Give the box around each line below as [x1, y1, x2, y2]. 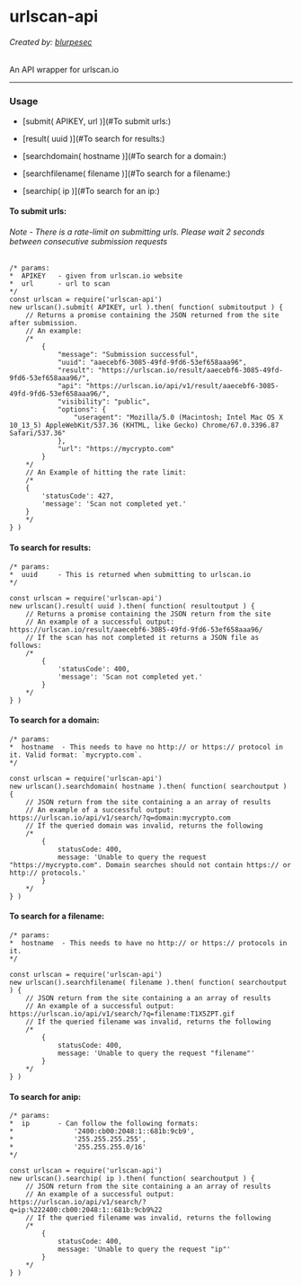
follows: [9, 641, 42, 650]
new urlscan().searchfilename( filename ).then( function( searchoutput [9, 978, 288, 988]
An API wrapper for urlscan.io [9, 65, 120, 75]
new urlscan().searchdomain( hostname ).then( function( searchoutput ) [9, 782, 288, 791]
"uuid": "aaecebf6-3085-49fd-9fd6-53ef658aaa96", [57, 358, 247, 368]
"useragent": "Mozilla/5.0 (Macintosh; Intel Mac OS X [73, 413, 283, 422]
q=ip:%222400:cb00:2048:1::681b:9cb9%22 [9, 1206, 164, 1215]
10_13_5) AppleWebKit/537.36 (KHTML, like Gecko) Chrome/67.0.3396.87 [9, 421, 280, 430]
